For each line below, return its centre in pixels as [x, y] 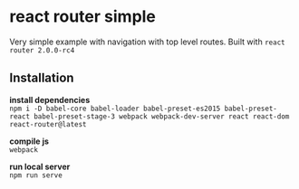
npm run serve [36, 175]
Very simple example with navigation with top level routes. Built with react [147, 42]
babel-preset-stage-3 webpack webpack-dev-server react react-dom [161, 116]
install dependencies [50, 99]
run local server [40, 166]
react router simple [83, 17]
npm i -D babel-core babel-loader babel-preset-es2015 [115, 109]
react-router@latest [48, 124]
